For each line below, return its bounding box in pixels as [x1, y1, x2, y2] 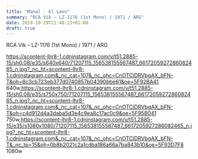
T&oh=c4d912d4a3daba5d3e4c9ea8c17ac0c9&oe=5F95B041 [6, 110, 157, 117]
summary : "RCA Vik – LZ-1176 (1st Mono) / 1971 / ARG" [6, 14, 144, 20]
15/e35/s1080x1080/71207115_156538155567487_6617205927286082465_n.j [6, 122, 192, 129]
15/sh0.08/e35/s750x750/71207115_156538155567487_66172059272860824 [6, 91, 191, 98]
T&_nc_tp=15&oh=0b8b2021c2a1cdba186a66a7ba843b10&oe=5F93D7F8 [6, 141, 184, 148]
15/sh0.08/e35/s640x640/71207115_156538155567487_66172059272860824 [6, 59, 192, 66]
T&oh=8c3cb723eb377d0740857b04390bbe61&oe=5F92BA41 [6, 78, 159, 85]
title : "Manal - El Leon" [6, 8, 70, 15]
